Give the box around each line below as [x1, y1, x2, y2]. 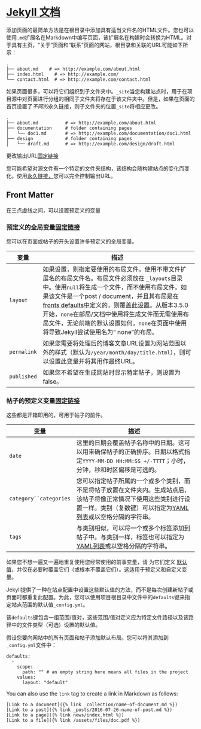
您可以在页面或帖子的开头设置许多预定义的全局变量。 [6, 238, 138, 245]
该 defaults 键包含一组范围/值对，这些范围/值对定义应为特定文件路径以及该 [6, 614, 189, 621]
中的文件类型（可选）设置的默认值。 [11, 621, 100, 628]
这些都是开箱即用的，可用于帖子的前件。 [6, 411, 106, 419]
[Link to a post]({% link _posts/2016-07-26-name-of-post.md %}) [6, 707, 172, 713]
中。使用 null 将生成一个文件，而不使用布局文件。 [42, 283, 181, 291]
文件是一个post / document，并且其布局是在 [54, 292, 179, 300]
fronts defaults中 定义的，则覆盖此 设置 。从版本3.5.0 [42, 301, 188, 309]
